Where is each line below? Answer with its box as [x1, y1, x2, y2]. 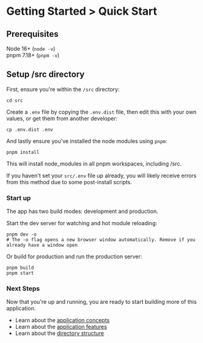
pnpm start [6, 270, 34, 277]
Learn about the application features [15, 323, 107, 331]
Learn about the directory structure [15, 330, 105, 337]
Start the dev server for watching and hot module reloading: [6, 220, 157, 227]
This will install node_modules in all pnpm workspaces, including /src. [6, 160, 182, 167]
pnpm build [6, 265, 34, 271]
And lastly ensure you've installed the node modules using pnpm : [6, 137, 168, 145]
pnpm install [6, 149, 40, 155]
